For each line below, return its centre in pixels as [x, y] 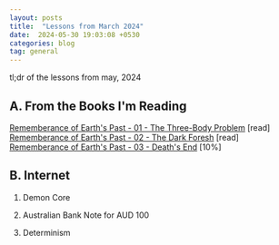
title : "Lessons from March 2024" [77, 26]
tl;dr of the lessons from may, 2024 [75, 77]
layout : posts [36, 18]
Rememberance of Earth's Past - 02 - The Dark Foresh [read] [124, 137]
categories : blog [42, 43]
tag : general [34, 52]
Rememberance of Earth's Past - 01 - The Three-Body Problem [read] [140, 127]
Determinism [46, 232]
